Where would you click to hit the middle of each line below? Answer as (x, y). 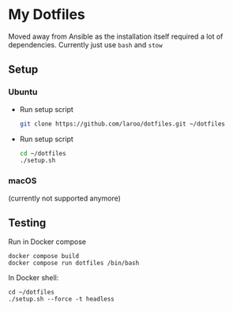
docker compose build (44, 257)
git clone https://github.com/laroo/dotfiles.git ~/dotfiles (122, 124)
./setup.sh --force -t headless (61, 299)
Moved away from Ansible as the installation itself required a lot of (116, 36)
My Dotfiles (47, 15)
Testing (27, 223)
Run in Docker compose (47, 242)
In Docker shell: (34, 278)
